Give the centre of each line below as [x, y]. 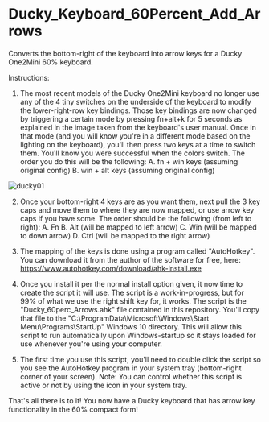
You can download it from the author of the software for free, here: [130, 259]
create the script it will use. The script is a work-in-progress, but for [132, 292]
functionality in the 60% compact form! [73, 409]
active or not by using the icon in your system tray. [104, 385]
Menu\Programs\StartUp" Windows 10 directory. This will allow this [131, 326]
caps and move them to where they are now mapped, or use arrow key [137, 209]
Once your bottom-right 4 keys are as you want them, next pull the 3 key [140, 201]
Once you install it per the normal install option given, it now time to [131, 283]
